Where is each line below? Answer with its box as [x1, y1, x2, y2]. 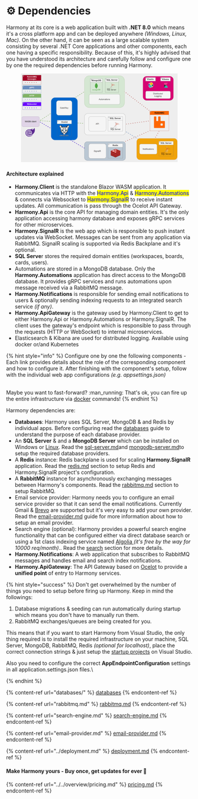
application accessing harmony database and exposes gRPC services [14, 215, 185, 222]
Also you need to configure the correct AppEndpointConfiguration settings [6, 660, 191, 667]
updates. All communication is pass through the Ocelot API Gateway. [14, 202, 182, 209]
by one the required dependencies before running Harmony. [6, 61, 152, 69]
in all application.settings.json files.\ [6, 666, 93, 673]
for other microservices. [14, 221, 74, 228]
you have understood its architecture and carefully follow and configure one [6, 55, 191, 62]
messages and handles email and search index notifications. [14, 557, 162, 564]
